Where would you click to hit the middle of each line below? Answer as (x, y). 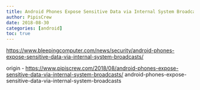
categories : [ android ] (34, 28)
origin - (15, 68)
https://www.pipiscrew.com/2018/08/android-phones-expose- (102, 68)
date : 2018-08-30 (28, 22)
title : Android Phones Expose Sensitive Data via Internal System (90, 12)
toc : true (18, 34)
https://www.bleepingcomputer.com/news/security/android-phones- (90, 50)
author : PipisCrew (29, 17)
